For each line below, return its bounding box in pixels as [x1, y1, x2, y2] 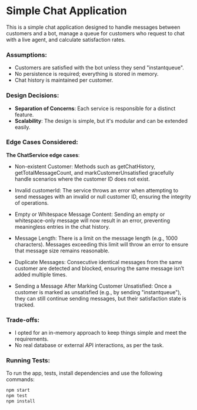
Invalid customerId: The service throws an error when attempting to [14, 186, 178, 194]
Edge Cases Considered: [6, 138, 78, 146]
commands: [6, 376, 35, 383]
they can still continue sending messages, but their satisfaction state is [14, 295, 186, 302]
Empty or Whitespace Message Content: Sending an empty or [14, 211, 165, 218]
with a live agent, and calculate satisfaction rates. [6, 36, 126, 43]
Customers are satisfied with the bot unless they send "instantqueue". [14, 64, 184, 71]
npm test [6, 393, 28, 399]
